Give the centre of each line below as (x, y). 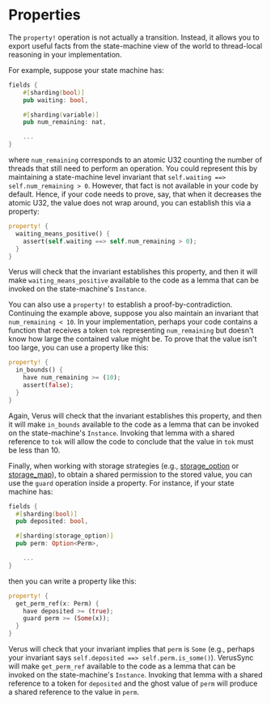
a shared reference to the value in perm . (74, 692)
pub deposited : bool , (52, 521)
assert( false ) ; (49, 385)
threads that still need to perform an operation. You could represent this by (133, 168)
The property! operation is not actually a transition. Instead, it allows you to (134, 37)
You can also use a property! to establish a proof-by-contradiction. (121, 304)
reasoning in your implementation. (66, 54)
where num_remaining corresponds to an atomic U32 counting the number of (135, 160)
